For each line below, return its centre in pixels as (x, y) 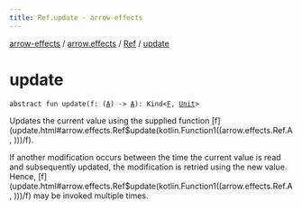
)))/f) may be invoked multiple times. (81, 196)
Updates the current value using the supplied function (110, 120)
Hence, (23, 176)
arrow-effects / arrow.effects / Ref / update (89, 43)
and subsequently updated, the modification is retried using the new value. (148, 167)
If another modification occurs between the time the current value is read (145, 157)
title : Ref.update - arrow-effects (76, 18)
